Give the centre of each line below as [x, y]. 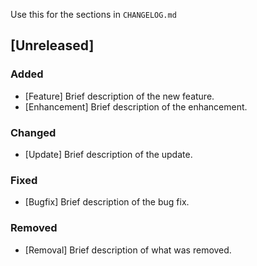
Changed [33, 132]
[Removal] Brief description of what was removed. [128, 250]
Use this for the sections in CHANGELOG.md [93, 14]
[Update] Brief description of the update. [108, 154]
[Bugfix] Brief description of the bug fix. [107, 202]
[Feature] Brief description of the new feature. [119, 96]
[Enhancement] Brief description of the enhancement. [136, 106]
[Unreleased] [52, 45]
